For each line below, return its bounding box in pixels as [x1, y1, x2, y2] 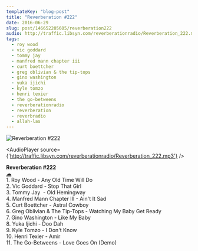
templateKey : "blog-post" [6, 8, 70, 15]
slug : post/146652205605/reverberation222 [6, 25, 112, 31]
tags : [6, 36, 19, 42]
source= [40, 146, 61, 154]
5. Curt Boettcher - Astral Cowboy [6, 201, 89, 208]
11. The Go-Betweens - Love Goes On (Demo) [6, 239, 117, 246]
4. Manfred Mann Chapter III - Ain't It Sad [6, 195, 107, 203]
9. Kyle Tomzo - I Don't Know [6, 227, 77, 234]
